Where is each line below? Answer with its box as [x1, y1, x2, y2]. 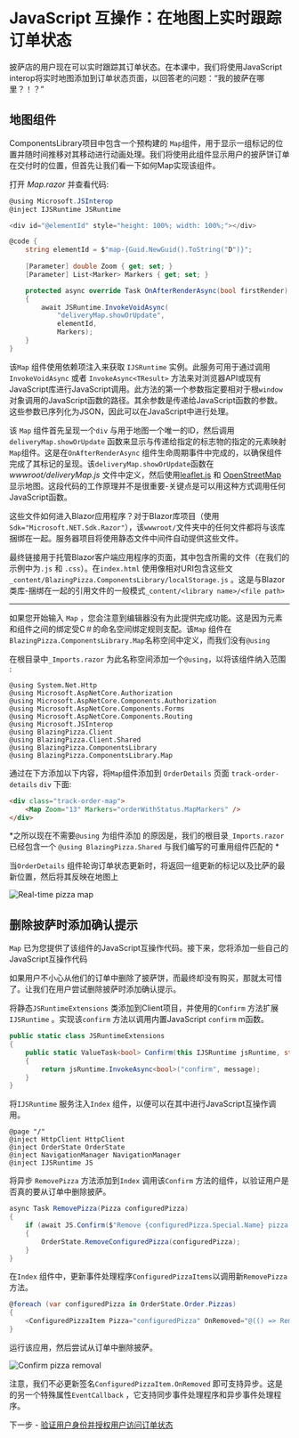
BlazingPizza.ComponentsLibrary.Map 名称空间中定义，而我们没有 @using [9, 634, 271, 646]
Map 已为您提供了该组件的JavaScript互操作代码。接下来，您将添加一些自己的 [9, 943, 289, 954]
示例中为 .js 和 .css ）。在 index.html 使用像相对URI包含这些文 [9, 563, 233, 573]
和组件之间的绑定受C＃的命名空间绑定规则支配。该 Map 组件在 [9, 623, 232, 634]
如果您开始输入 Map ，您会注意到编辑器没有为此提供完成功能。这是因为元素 [9, 612, 283, 623]
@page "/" [9, 1127, 46, 1136]
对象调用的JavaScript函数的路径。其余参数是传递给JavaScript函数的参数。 [9, 394, 283, 405]
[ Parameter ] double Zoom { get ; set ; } [25, 262, 174, 271]
